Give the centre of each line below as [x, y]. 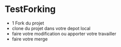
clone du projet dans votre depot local [51, 28]
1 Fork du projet [28, 23]
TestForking [30, 9]
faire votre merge [30, 39]
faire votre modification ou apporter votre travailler [64, 33]
